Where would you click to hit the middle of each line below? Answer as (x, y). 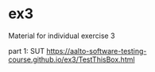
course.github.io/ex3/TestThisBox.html (72, 59)
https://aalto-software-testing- (97, 51)
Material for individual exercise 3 (62, 36)
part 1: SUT (27, 51)
